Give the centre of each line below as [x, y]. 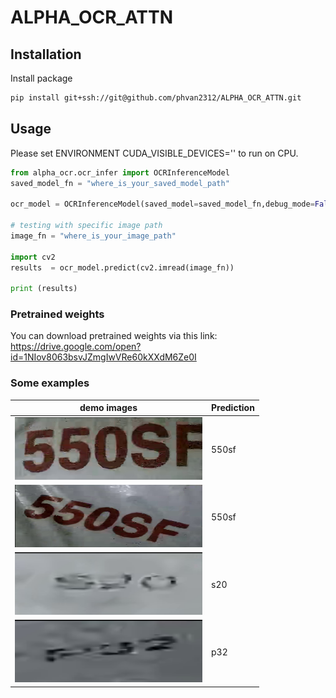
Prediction [233, 408]
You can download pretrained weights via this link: [114, 336]
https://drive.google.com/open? [76, 347]
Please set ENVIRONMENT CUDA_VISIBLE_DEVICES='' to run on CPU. [154, 153]
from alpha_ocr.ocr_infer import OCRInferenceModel [120, 172]
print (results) [44, 289]
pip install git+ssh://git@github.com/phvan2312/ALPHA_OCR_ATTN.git [156, 98]
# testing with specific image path [86, 226]
